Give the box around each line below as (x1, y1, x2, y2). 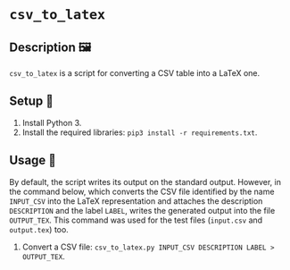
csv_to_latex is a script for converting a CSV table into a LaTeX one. (9, 68, 261, 78)
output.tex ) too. (9, 224, 69, 234)
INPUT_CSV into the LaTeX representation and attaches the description (9, 195, 263, 207)
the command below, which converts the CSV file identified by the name (9, 186, 275, 197)
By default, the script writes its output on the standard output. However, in (9, 176, 281, 187)
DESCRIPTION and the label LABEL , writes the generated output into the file (9, 205, 276, 215)
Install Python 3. (21, 117, 82, 128)
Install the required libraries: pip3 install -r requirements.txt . (21, 127, 258, 138)
